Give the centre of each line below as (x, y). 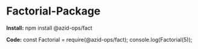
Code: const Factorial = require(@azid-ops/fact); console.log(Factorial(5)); (99, 39)
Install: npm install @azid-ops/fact (49, 28)
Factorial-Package (53, 11)
